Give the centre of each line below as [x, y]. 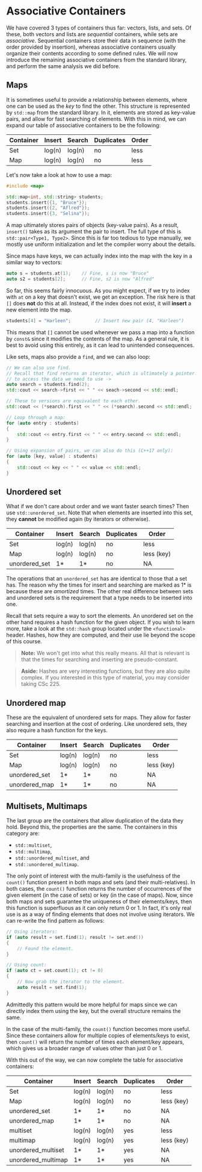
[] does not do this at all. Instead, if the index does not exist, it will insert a [99, 303]
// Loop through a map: [36, 417]
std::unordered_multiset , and [52, 858]
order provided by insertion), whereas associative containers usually [91, 47]
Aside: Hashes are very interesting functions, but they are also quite [106, 671]
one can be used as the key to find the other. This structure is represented [98, 106]
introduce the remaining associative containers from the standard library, [96, 60]
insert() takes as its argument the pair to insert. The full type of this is [94, 232]
